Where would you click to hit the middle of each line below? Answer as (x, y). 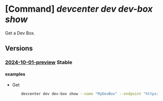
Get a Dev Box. (20, 33)
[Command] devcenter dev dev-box (79, 9)
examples (15, 74)
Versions (19, 48)
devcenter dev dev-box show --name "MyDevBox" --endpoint (81, 94)
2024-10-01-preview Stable (39, 62)
